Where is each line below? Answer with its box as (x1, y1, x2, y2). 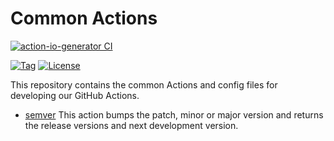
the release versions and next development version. (24, 119, 239, 131)
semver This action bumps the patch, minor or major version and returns (24, 108, 324, 121)
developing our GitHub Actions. (10, 89, 140, 101)
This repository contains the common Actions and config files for (10, 78, 278, 91)
